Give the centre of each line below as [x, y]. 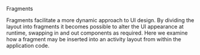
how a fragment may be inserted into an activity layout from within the [94, 39]
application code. [28, 45]
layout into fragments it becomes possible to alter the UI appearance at [95, 27]
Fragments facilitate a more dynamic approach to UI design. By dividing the [100, 20]
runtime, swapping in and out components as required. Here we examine [97, 33]
